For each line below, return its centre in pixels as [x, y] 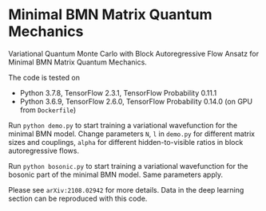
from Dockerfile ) [48, 110]
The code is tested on [44, 77]
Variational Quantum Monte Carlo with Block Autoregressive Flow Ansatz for [134, 53]
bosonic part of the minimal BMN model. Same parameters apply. [116, 174]
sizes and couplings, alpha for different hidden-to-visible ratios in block [126, 142]
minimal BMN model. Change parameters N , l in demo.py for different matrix [132, 134]
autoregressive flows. [44, 150]
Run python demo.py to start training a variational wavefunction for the [123, 125]
